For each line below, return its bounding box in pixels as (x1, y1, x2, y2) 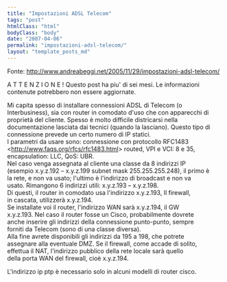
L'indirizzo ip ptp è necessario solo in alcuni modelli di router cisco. (7, 267, 197, 275)
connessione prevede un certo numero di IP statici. (7, 130, 152, 138)
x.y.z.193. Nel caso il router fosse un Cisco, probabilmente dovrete (7, 210, 194, 218)
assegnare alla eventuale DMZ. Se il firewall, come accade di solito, (7, 239, 198, 248)
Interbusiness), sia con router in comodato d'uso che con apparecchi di (7, 108, 209, 117)
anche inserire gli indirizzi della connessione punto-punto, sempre (7, 218, 194, 226)
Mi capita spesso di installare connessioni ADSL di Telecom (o (7, 101, 183, 109)
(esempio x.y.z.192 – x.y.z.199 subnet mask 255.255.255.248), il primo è (7, 166, 210, 175)
